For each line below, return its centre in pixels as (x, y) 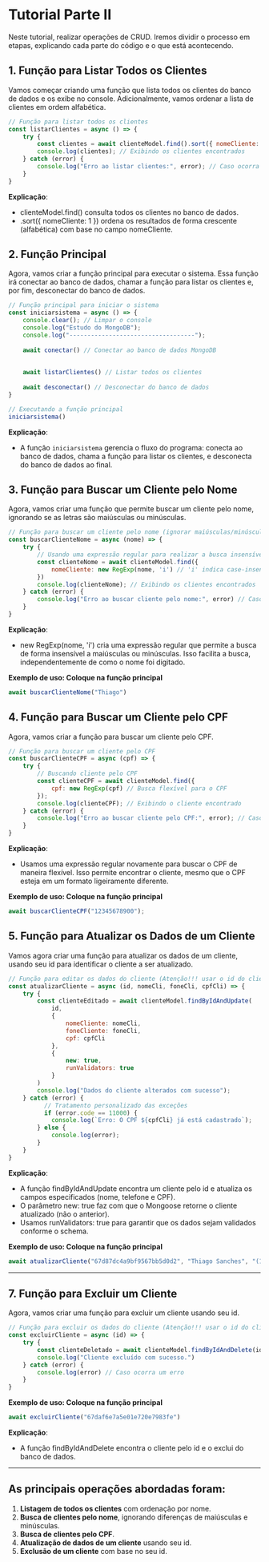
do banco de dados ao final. (66, 464)
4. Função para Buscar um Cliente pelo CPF (118, 718)
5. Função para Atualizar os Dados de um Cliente (132, 936)
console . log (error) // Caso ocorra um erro (110, 1372)
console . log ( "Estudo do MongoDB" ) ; (82, 328)
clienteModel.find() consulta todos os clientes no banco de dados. (129, 212)
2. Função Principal (57, 254)
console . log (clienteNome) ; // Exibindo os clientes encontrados (147, 584)
